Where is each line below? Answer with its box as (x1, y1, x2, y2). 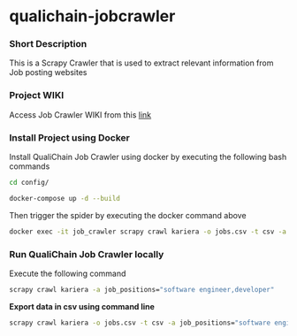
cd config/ (9, 179, 49, 187)
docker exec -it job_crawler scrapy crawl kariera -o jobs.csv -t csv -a (9, 227, 287, 236)
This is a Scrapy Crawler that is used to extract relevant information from (9, 57, 274, 68)
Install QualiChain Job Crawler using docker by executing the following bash (9, 152, 287, 163)
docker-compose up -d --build (9, 194, 121, 202)
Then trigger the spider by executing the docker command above (9, 210, 247, 220)
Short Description (9, 38, 88, 50)
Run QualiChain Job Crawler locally (9, 248, 164, 260)
